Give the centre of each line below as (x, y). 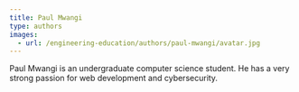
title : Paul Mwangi (46, 18)
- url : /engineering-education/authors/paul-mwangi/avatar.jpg (139, 43)
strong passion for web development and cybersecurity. (114, 78)
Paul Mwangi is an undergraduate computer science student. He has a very (149, 69)
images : (24, 34)
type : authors (36, 26)
